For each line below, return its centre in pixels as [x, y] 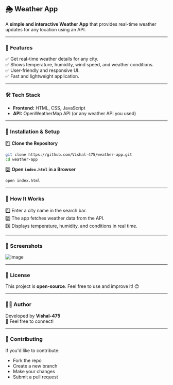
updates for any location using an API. [46, 29]
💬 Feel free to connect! [30, 321]
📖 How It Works [25, 199]
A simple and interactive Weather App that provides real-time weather [81, 24]
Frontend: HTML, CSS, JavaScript [49, 108]
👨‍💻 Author [19, 304]
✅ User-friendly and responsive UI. [42, 70]
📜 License [18, 275]
